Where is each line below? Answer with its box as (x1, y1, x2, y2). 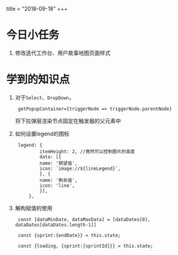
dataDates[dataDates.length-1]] (14, 222, 97, 228)
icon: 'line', (39, 182, 75, 189)
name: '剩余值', (39, 177, 78, 183)
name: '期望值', (39, 160, 78, 166)
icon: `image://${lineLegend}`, (39, 166, 121, 172)
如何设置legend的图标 (14, 130, 69, 137)
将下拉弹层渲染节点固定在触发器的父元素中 (14, 117, 121, 124)
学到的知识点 (6, 73, 71, 86)
